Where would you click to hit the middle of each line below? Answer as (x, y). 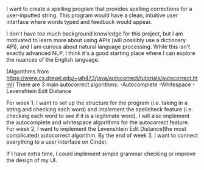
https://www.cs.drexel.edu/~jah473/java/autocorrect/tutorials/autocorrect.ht (102, 78)
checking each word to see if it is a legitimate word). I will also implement (98, 116)
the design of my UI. (32, 160)
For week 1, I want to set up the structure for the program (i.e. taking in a (97, 103)
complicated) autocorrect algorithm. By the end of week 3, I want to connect (102, 135)
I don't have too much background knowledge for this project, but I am (95, 34)
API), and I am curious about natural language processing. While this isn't (98, 46)
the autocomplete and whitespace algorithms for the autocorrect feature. (98, 122)
